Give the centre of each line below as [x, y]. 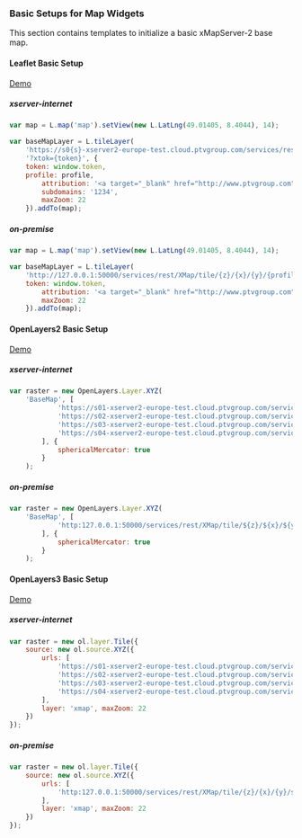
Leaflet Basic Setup [46, 63]
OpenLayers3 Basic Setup [59, 579]
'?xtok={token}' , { [62, 159]
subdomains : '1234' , [80, 192]
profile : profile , [60, 175]
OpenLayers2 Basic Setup [59, 329]
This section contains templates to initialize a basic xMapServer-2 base [141, 33]
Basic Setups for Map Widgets [77, 13]
